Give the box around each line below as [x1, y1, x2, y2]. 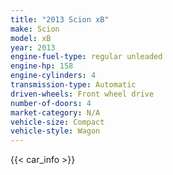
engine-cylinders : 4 [10, 71, 97, 81]
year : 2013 [10, 42, 56, 53]
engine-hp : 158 [10, 61, 74, 71]
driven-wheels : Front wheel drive [10, 89, 155, 99]
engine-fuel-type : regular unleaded [10, 52, 163, 62]
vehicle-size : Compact [10, 117, 105, 127]
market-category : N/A [10, 107, 101, 118]
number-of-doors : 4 [10, 98, 92, 108]
